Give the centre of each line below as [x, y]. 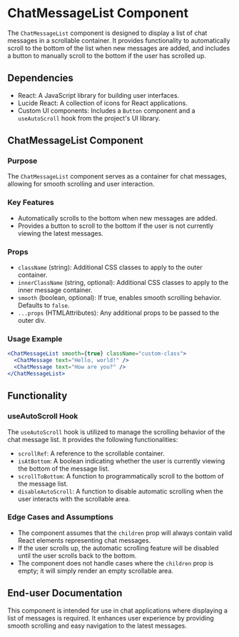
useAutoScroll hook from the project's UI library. [89, 118]
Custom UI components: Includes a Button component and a [106, 110]
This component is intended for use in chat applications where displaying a [118, 610]
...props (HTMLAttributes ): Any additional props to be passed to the [118, 313]
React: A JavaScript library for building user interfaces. [98, 95]
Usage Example [35, 338]
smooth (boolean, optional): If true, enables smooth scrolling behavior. [119, 298]
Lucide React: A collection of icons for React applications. [102, 103]
